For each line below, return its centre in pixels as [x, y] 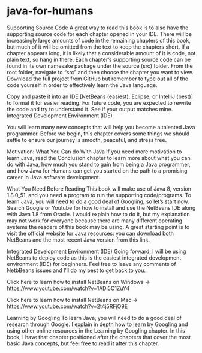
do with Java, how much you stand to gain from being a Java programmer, [99, 164]
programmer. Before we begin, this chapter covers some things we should [98, 134]
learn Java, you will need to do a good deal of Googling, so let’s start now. [98, 201]
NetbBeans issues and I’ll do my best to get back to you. [76, 270]
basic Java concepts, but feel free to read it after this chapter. [83, 343]
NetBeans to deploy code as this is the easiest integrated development [94, 257]
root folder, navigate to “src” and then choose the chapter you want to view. [100, 72]
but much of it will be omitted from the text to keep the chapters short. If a [98, 47]
